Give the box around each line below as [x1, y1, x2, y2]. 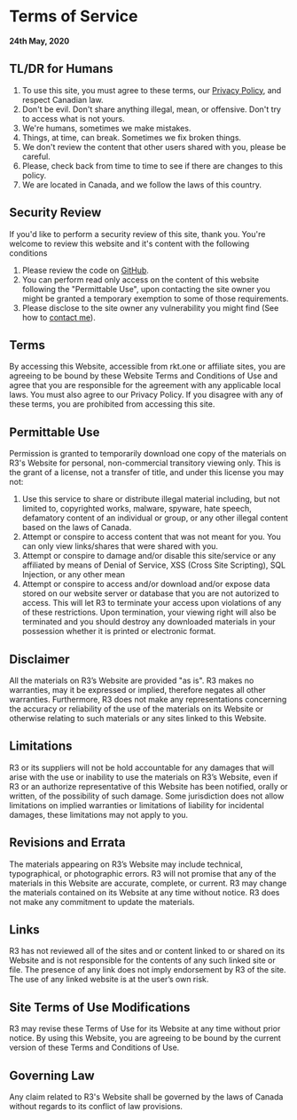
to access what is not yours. [21, 113, 126, 123]
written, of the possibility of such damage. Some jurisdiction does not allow [9, 790, 285, 801]
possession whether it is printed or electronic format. [21, 626, 216, 637]
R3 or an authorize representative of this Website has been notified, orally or [9, 781, 288, 791]
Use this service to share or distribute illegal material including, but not [21, 494, 281, 504]
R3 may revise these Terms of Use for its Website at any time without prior [9, 1023, 281, 1034]
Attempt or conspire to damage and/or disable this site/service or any [21, 551, 277, 561]
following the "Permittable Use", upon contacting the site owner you [21, 283, 270, 294]
